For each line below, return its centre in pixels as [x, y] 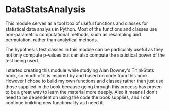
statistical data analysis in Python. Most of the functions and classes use [81, 29]
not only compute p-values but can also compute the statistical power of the [85, 55]
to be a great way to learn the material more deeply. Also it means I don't [81, 92]
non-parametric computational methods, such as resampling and [73, 34]
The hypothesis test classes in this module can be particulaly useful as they [84, 49]
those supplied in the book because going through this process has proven [84, 86]
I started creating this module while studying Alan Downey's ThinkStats [80, 70]
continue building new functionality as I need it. [55, 102]
